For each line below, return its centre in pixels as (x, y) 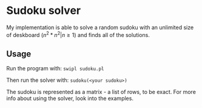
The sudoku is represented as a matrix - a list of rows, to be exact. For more (101, 92)
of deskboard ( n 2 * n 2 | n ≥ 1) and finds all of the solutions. (78, 34)
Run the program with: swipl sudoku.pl (55, 69)
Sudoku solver (43, 11)
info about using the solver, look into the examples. (70, 98)
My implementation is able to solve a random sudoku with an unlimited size (100, 27)
